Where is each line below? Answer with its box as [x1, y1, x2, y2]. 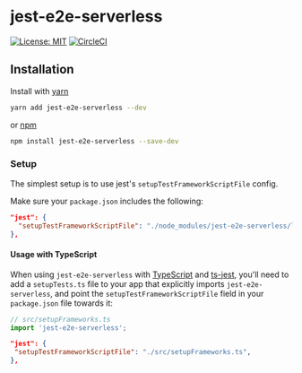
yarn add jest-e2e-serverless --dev [10, 103, 147, 112]
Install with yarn [10, 85, 69, 96]
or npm [10, 119, 37, 130]
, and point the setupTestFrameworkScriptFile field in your [49, 288, 264, 299]
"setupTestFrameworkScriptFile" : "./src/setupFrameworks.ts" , [13, 348, 252, 357]
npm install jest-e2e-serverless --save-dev [10, 136, 179, 145]
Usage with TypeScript [10, 249, 98, 260]
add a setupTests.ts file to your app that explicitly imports [10, 278, 225, 289]
